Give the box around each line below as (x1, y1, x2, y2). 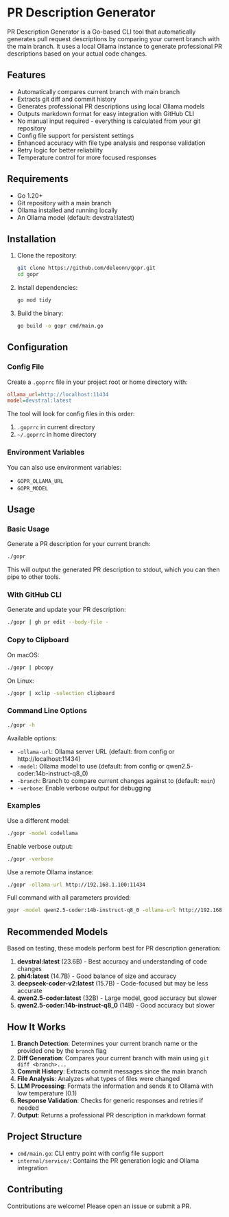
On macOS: (7, 650, 40, 659)
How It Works (7, 1021, 67, 1033)
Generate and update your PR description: (7, 606, 126, 614)
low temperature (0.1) (16, 1089, 77, 1097)
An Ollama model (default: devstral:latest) (16, 213, 135, 221)
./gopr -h (7, 721, 36, 729)
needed (16, 1104, 39, 1112)
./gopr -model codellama (7, 830, 78, 837)
